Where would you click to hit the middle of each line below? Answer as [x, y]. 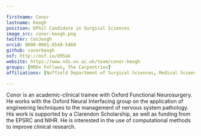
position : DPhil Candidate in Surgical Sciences [68, 28]
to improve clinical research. [41, 127]
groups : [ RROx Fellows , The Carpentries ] [59, 67]
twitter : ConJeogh [29, 40]
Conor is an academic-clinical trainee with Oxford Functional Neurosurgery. [99, 95]
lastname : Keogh [26, 22]
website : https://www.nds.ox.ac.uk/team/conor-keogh [73, 61]
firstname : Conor [28, 17]
